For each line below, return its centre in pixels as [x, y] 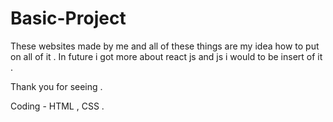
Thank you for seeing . [56, 86]
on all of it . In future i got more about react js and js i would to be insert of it [166, 56]
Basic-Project [68, 18]
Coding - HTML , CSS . [57, 106]
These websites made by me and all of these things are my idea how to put [165, 46]
